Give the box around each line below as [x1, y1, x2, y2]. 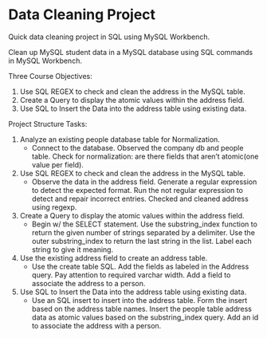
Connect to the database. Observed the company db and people [31, 143, 244, 152]
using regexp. [31, 202, 77, 212]
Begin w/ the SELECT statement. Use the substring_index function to [31, 219, 257, 229]
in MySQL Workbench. [8, 56, 82, 65]
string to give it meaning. [31, 245, 114, 254]
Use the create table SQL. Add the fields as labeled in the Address [31, 261, 249, 271]
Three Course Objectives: [8, 71, 93, 81]
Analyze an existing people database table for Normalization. [19, 134, 221, 144]
